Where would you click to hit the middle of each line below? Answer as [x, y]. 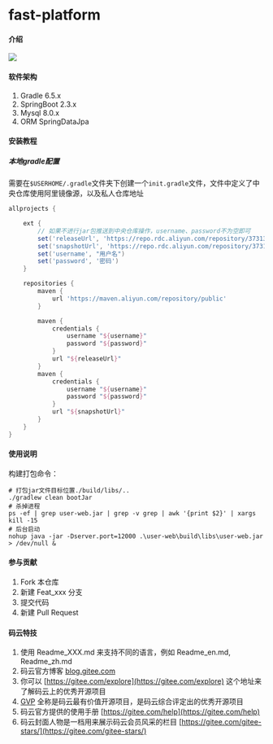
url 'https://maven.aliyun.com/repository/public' [139, 299]
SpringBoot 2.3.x [48, 104]
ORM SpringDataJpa [54, 121]
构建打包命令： [33, 473]
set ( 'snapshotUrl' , [71, 246]
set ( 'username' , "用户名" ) [82, 254]
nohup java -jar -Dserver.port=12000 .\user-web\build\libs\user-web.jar [136, 536]
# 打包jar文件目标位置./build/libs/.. [69, 490]
